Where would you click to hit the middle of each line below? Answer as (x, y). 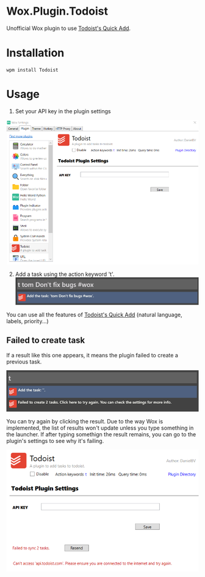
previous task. (24, 362)
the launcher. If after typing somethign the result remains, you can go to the (101, 434)
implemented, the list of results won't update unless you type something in (100, 428)
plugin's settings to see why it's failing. (55, 441)
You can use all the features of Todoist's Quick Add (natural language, (94, 315)
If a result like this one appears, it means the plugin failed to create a (92, 355)
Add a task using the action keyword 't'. (65, 274)
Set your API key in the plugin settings (63, 111)
